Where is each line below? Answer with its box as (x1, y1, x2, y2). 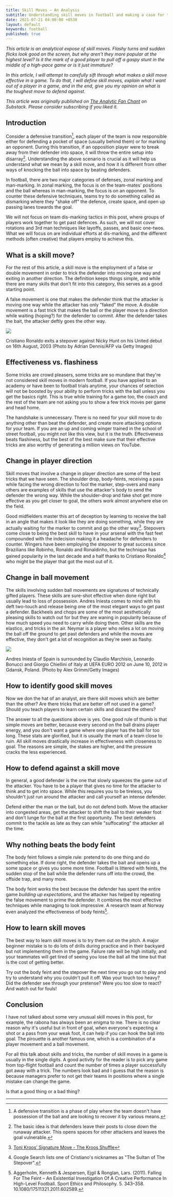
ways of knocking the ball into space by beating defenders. (6, 167, 131, 173)
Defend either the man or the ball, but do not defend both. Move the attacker (6, 804, 168, 810)
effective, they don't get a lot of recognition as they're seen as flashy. (6, 636, 153, 642)
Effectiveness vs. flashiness (6, 358, 98, 367)
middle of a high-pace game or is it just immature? (6, 62, 113, 68)
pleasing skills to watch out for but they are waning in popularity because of (6, 614, 166, 620)
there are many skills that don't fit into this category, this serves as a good (6, 281, 162, 287)
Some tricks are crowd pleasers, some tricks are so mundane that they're (6, 371, 161, 378)
